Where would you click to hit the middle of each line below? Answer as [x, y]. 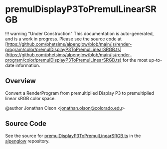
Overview [21, 81]
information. [28, 65]
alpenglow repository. [27, 141]
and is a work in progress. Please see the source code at [64, 39]
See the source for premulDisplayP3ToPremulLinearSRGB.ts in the [73, 136]
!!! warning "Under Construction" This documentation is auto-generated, [80, 33]
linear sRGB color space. [30, 98]
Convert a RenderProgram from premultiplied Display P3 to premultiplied [80, 93]
